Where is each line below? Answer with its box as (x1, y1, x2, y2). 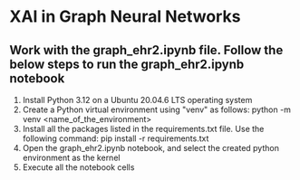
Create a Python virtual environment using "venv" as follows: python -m (22, 104, 292, 115)
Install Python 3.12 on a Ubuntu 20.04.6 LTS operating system (22, 95, 253, 105)
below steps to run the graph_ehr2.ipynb (9, 56, 245, 71)
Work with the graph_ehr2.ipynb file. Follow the (9, 43, 284, 58)
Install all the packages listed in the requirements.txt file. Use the (22, 124, 265, 134)
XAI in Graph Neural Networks (9, 6, 241, 27)
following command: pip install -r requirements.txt (22, 133, 209, 144)
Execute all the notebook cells (22, 162, 135, 173)
